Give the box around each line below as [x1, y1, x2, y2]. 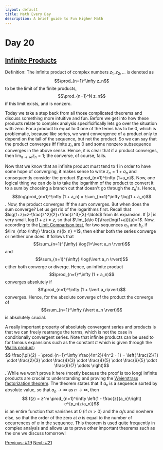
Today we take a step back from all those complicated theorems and [5, 110, 143, 116]
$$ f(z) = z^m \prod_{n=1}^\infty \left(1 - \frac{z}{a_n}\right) [22, 396, 142, 401]
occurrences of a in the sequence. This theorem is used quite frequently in [5, 420, 155, 426]
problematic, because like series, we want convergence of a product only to [5, 131, 158, 137]
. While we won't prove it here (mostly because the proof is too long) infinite [5, 370, 157, 376]
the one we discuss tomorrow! [5, 430, 66, 436]
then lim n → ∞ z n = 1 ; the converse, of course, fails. [5, 153, 107, 159]
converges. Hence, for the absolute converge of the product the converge [5, 294, 153, 300]
